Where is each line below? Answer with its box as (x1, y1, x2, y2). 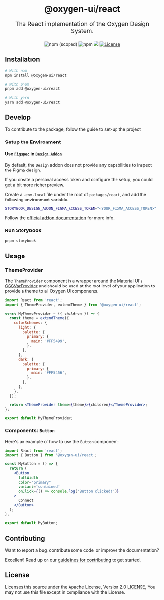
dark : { (18, 357, 34, 362)
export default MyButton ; (5, 520, 58, 525)
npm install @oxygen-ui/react (5, 73, 67, 78)
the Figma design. (5, 167, 42, 173)
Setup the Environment (5, 139, 61, 145)
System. (70, 27, 94, 35)
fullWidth (18, 475, 38, 480)
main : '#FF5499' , (31, 339, 67, 343)
